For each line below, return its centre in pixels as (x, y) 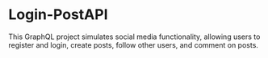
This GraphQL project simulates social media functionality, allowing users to (134, 37)
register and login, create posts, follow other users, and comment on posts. (133, 44)
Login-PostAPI (58, 15)
